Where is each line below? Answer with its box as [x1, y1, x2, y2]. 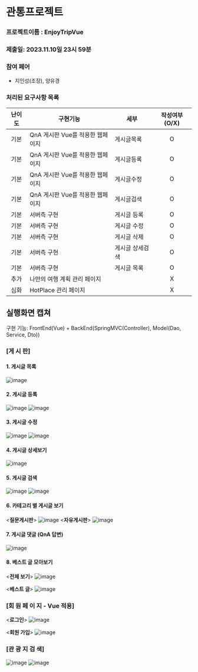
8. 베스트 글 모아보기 [6, 558, 53, 566]
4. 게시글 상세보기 [6, 446, 47, 453]
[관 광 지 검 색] [6, 645, 45, 654]
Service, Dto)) [6, 331, 40, 338]
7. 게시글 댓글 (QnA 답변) [6, 531, 64, 538]
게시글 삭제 [114, 232, 144, 241]
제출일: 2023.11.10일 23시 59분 [6, 46, 92, 54]
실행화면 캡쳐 [6, 308, 51, 318]
